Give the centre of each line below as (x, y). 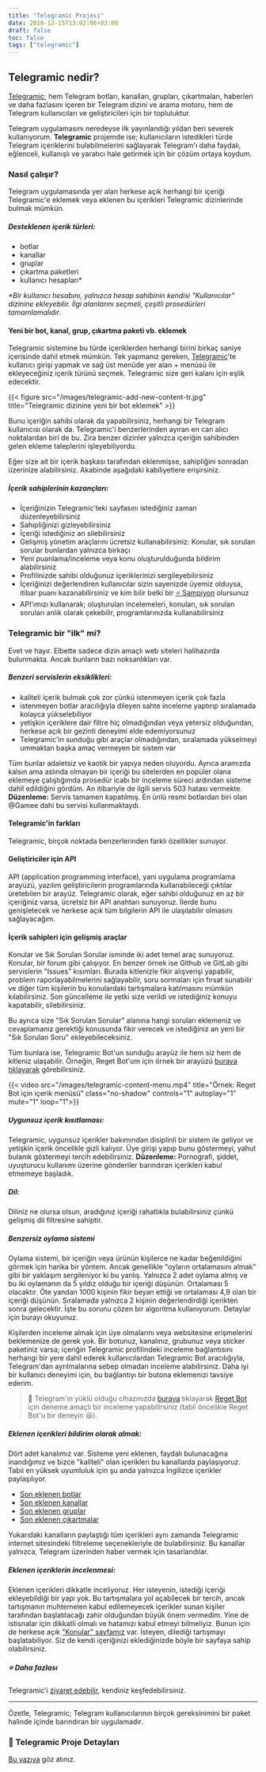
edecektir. (25, 382)
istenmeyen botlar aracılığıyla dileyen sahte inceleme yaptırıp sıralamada (138, 706)
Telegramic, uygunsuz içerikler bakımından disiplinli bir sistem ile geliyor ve (131, 1140)
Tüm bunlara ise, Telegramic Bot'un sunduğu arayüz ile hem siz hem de (125, 1053)
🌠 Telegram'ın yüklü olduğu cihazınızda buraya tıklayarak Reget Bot (137, 1399)
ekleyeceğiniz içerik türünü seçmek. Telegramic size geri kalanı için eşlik (127, 373)
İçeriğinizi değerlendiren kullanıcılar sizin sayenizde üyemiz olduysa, (131, 584)
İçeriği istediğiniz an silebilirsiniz (72, 534)
